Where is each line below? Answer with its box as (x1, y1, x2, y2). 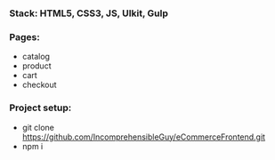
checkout (21, 79, 57, 91)
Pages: (9, 30, 40, 43)
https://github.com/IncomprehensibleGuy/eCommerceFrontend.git (21, 132, 265, 142)
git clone (21, 122, 55, 132)
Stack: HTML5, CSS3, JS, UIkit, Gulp (9, 7, 169, 20)
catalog (21, 52, 51, 62)
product (21, 60, 52, 71)
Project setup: (9, 101, 72, 114)
